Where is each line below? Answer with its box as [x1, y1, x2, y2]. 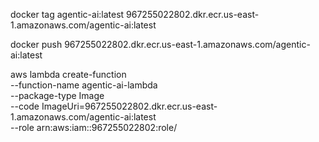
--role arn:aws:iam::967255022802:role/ [10, 122, 178, 133]
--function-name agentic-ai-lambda [10, 79, 158, 91]
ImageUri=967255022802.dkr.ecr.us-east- [41, 100, 218, 112]
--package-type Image [10, 90, 105, 101]
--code [10, 100, 40, 112]
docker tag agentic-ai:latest [10, 9, 125, 20]
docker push [10, 39, 63, 50]
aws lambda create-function [10, 69, 127, 80]
